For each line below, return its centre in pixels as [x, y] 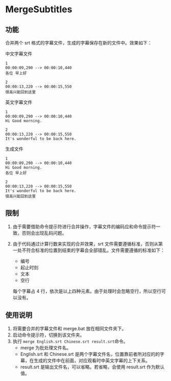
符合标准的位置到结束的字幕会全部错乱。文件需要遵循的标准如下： [95, 250]
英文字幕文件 [19, 102]
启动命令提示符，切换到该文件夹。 [48, 335]
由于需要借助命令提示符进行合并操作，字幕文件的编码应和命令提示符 [84, 227]
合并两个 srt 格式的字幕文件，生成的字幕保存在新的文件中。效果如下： [79, 43]
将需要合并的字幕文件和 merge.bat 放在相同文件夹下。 [69, 328]
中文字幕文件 [19, 54]
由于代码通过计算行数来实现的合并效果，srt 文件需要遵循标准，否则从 [86, 243]
